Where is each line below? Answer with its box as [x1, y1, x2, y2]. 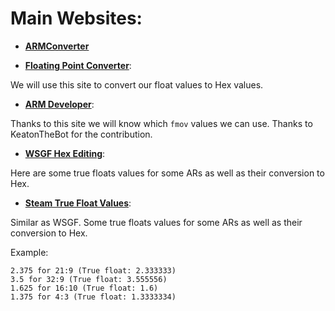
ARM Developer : [24, 98, 95, 110]
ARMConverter [24, 40, 90, 52]
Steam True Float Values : [24, 197, 132, 209]
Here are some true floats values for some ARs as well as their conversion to [10, 167, 325, 179]
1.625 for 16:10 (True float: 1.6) [10, 283, 159, 293]
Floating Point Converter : [24, 59, 132, 71]
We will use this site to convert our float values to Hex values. [10, 78, 264, 91]
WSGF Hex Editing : [24, 147, 106, 159]
